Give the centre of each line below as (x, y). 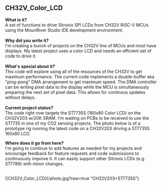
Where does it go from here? (35, 143)
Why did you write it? (27, 40)
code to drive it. (21, 56)
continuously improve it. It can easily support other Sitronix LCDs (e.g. (75, 158)
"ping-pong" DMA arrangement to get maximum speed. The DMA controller (81, 82)
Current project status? (29, 108)
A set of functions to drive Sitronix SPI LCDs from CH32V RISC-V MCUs (77, 25)
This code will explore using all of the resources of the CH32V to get (74, 71)
